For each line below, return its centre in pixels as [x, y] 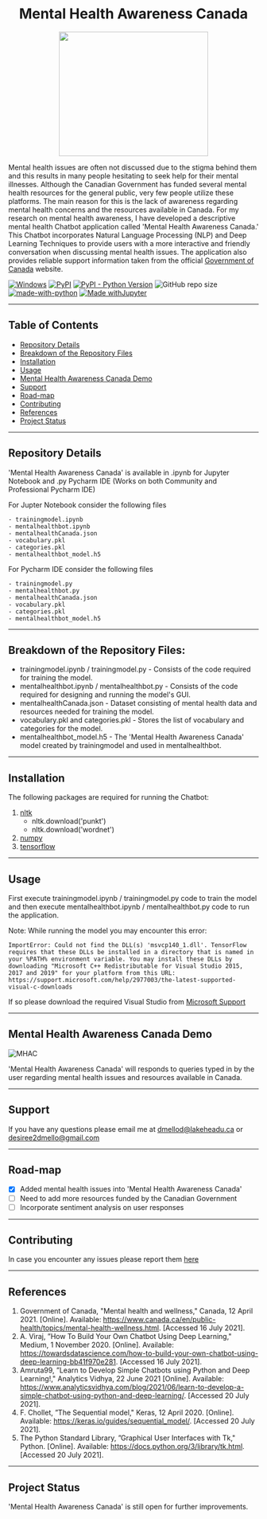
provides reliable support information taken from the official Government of [131, 260]
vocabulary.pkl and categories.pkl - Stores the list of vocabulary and [132, 720]
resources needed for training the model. [87, 712]
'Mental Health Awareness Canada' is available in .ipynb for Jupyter [119, 472]
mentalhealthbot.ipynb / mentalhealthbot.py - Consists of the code [129, 687]
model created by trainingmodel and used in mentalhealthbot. [120, 746]
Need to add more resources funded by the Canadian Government [128, 1198]
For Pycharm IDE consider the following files [81, 569]
